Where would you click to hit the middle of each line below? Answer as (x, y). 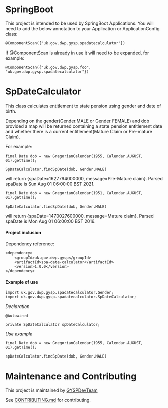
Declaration (17, 307)
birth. (11, 111)
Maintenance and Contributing (71, 376)
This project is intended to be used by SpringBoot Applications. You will (79, 23)
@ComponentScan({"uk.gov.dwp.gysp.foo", (48, 67)
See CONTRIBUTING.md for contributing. (48, 400)
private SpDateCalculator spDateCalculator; (53, 325)
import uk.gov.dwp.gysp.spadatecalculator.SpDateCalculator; (71, 297)
